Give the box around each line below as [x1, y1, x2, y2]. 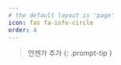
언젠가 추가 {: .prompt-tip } [27, 49, 113, 58]
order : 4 [8, 26, 37, 34]
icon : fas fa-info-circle [8, 19, 93, 27]
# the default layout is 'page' [8, 11, 115, 20]
